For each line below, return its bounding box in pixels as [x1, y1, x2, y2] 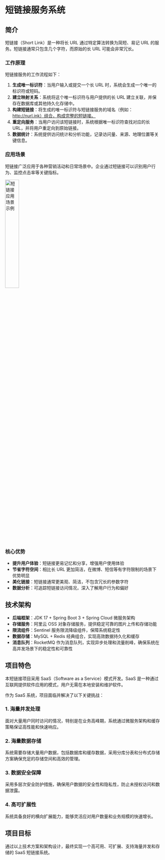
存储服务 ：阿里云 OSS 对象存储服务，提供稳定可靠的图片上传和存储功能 [12, 621, 157, 627]
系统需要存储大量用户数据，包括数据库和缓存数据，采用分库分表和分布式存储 [5, 749, 160, 755]
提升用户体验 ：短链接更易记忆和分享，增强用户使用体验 [12, 560, 124, 566]
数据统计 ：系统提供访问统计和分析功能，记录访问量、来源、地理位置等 [12, 131, 155, 137]
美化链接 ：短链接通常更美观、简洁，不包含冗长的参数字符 [12, 578, 129, 585]
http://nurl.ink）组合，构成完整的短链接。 [12, 113, 96, 119]
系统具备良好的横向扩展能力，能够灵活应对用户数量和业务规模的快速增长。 [5, 813, 156, 819]
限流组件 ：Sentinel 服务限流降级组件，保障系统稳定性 [12, 627, 120, 633]
